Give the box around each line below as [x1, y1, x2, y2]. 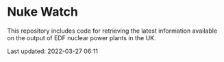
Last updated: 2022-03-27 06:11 [7, 47, 98, 55]
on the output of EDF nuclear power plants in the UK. [7, 33, 156, 42]
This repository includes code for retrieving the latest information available [7, 27, 218, 35]
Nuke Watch [7, 4, 79, 20]
